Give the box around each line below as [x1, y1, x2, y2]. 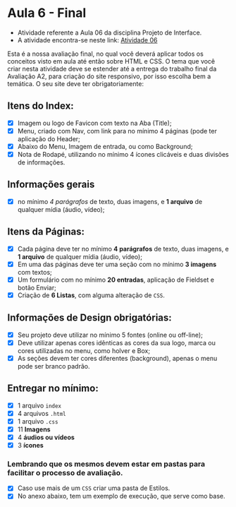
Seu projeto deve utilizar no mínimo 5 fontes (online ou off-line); [17, 330, 203, 339]
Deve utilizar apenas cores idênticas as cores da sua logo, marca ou [17, 338, 216, 347]
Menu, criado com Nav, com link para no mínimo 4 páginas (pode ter [17, 126, 217, 135]
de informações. [17, 158, 66, 167]
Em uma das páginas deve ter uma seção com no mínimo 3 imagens [17, 260, 217, 268]
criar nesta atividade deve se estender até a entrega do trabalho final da [7, 64, 217, 73]
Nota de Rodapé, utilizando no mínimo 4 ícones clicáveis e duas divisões [17, 150, 229, 158]
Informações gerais [7, 179, 95, 191]
